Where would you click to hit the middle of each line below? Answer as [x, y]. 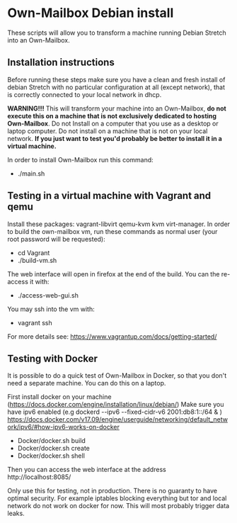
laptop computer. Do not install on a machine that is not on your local [108, 131]
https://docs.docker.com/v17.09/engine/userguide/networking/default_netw [118, 420]
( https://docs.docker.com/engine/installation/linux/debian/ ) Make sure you [116, 405]
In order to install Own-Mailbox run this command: [80, 159]
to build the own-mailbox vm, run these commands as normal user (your [112, 231]
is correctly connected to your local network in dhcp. [85, 94]
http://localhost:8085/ [39, 477]
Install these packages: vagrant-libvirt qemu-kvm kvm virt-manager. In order [119, 224]
